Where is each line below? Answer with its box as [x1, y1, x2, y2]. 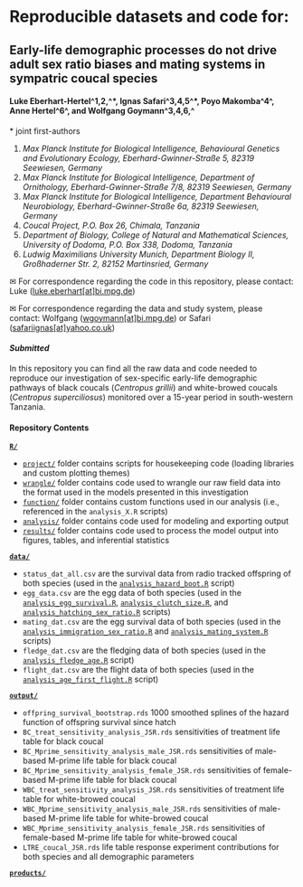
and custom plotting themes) [22, 467, 130, 478]
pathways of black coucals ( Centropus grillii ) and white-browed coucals [9, 382, 278, 392]
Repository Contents [9, 422, 90, 433]
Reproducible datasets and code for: [9, 6, 289, 27]
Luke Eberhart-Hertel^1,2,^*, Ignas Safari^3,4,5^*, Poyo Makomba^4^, [9, 96, 275, 107]
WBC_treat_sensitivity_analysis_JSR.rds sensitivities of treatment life [22, 784, 285, 795]
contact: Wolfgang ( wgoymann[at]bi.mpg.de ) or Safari [9, 312, 211, 323]
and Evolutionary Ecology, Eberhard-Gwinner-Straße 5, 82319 [22, 152, 255, 164]
